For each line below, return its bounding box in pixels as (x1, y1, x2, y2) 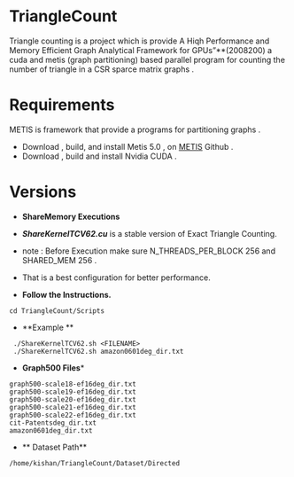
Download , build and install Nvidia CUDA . (21, 151, 177, 161)
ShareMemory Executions (21, 211, 120, 222)
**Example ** (21, 322, 74, 332)
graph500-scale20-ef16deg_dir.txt (9, 395, 137, 404)
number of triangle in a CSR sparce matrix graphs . (9, 64, 195, 74)
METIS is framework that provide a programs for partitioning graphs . (9, 124, 261, 135)
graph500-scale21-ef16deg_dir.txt (9, 403, 137, 411)
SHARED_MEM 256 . (21, 254, 97, 265)
